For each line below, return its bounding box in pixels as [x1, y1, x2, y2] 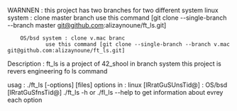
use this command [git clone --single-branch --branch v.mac [45, 41, 231, 48]
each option [7, 95, 43, 104]
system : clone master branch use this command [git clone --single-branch [7, 13, 227, 22]
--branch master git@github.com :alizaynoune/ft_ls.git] [7, 21, 167, 29]
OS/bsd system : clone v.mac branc [20, 35, 126, 42]
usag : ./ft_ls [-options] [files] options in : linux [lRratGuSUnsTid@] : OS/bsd [7, 81, 228, 89]
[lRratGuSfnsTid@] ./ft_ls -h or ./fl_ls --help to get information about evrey [7, 88, 224, 96]
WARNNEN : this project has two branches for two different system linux [7, 6, 219, 14]
